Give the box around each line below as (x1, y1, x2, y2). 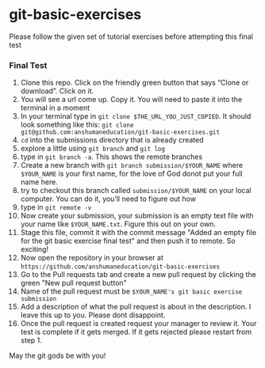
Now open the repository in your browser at (20, 253, 163, 263)
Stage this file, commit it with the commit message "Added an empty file (20, 228, 257, 237)
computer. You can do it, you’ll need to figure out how (20, 194, 197, 203)
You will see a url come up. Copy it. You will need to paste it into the (20, 95, 243, 104)
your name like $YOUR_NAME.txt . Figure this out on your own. (20, 219, 217, 229)
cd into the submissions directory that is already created (20, 135, 205, 145)
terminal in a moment (20, 103, 90, 112)
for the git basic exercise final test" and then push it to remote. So (20, 236, 236, 246)
